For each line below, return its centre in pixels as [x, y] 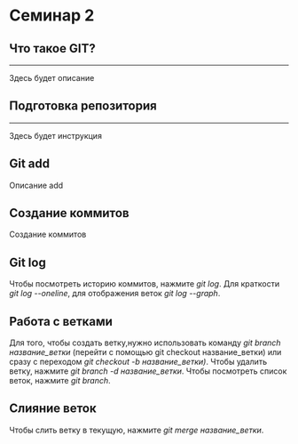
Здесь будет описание [52, 78]
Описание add [36, 185]
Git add [30, 164]
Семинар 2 [52, 16]
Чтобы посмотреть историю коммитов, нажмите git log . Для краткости [145, 284]
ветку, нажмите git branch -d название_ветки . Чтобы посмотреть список [148, 371]
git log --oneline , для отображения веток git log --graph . [115, 294]
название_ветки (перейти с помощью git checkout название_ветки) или [145, 352]
